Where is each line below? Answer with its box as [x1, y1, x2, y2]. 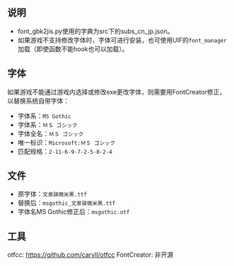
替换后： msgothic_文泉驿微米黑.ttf [17, 199, 116, 207]
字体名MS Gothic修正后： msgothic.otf [17, 208, 130, 216]
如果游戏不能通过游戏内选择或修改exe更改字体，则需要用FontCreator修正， [7, 87, 226, 96]
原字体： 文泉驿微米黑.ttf [17, 190, 87, 199]
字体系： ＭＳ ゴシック [17, 120, 78, 129]
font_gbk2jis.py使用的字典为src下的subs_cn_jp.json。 [17, 27, 174, 35]
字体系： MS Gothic [17, 111, 72, 120]
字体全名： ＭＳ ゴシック [17, 129, 84, 138]
